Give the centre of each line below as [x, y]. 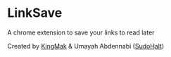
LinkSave [35, 13]
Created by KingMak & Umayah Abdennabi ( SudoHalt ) [85, 46]
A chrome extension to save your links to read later [81, 32]
